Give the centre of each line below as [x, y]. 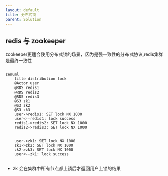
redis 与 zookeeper [35, 41]
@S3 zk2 [22, 106]
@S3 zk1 [22, 101]
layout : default [22, 10]
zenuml [12, 75]
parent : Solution [24, 19]
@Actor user [27, 83]
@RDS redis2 [27, 92]
